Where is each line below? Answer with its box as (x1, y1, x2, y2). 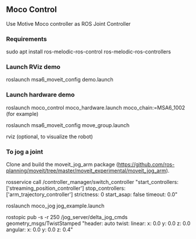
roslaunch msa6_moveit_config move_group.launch (6, 121, 130, 128)
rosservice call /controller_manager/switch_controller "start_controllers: (6, 179, 178, 185)
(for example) (6, 110, 39, 117)
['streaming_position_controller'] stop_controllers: (6, 185, 126, 192)
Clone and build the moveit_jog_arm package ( (6, 161, 119, 168)
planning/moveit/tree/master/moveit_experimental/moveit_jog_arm (6, 167, 167, 174)
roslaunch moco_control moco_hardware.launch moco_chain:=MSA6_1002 (6, 104, 185, 111)
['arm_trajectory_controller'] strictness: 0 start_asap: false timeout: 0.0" (6, 191, 178, 198)
